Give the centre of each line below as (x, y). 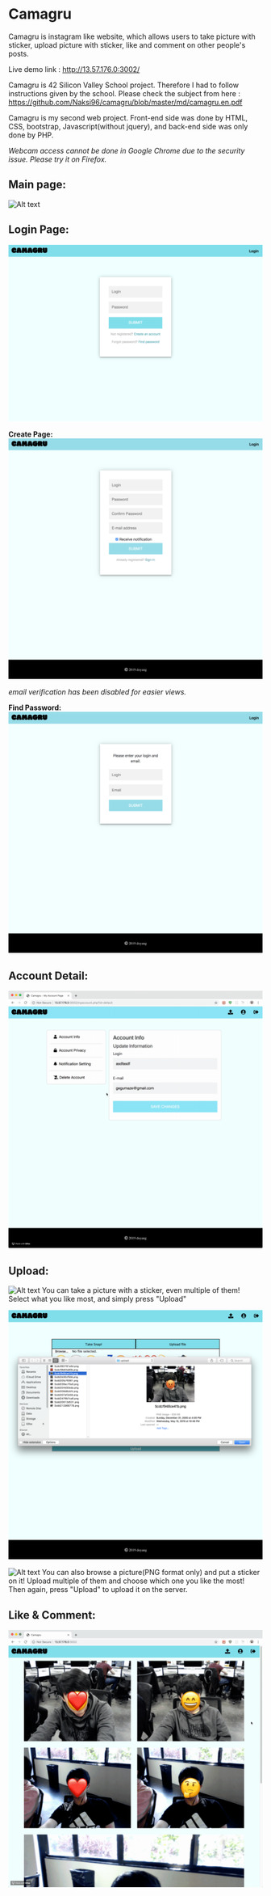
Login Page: (39, 230)
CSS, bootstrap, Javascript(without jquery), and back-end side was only (128, 126)
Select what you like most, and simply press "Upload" (98, 1298)
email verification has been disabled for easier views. (98, 692)
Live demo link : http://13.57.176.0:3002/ (74, 69)
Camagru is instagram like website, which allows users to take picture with (132, 36)
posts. (19, 53)
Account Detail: (48, 975)
